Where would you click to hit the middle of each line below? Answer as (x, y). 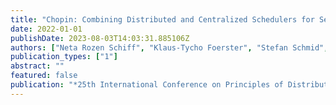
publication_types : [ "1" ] (64, 57)
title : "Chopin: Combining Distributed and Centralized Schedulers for (162, 19)
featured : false (44, 76)
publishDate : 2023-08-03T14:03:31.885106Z (100, 38)
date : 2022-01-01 (46, 29)
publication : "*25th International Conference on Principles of (147, 85)
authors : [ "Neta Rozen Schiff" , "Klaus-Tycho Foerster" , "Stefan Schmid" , (169, 47)
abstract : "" (37, 66)
